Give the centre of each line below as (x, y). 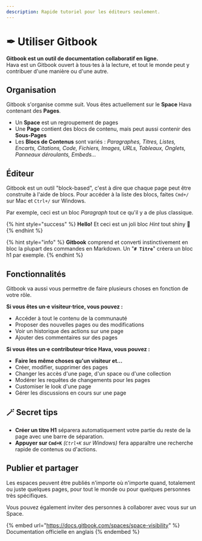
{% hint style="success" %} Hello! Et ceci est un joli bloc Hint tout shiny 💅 (99, 224)
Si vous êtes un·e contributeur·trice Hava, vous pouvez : (78, 349)
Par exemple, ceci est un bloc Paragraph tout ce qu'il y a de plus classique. (100, 213)
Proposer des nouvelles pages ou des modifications (80, 325)
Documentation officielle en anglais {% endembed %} (73, 531)
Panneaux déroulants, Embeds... (55, 155)
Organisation (31, 90)
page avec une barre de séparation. (59, 436)
